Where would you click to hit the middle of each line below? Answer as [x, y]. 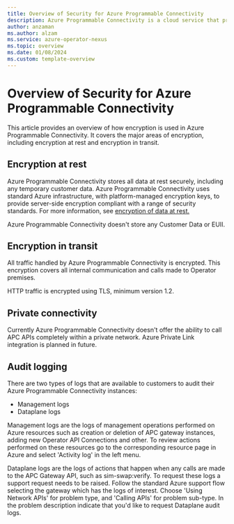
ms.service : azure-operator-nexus [57, 40]
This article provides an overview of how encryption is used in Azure [106, 128]
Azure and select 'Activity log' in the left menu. [74, 454]
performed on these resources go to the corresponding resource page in [112, 447]
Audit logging [37, 367]
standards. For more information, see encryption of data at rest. [99, 210]
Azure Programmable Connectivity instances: [72, 390]
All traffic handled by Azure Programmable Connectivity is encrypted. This [114, 263]
